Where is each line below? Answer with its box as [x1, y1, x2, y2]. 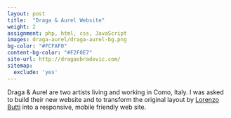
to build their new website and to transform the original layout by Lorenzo [7, 95, 220, 103]
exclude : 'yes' [13, 68, 58, 75]
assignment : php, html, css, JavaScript [7, 29, 128, 37]
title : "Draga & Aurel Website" [7, 17, 105, 24]
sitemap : [7, 62, 33, 69]
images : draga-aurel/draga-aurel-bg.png [7, 36, 128, 43]
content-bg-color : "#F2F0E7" [7, 50, 93, 57]
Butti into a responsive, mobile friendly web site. [7, 103, 147, 111]
